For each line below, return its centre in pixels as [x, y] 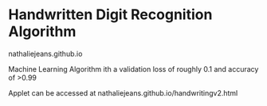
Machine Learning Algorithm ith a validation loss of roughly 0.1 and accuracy [133, 69]
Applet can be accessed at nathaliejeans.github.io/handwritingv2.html [123, 92]
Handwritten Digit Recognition [110, 15]
